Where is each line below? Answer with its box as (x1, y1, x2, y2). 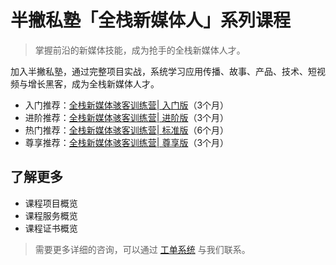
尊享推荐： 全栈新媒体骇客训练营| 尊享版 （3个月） (24, 136, 230, 148)
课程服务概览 (24, 209, 78, 221)
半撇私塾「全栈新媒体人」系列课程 (10, 9, 292, 32)
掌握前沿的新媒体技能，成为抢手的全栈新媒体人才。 (34, 44, 246, 56)
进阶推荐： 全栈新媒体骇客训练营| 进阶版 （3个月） (24, 111, 230, 123)
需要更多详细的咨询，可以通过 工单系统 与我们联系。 (34, 243, 251, 255)
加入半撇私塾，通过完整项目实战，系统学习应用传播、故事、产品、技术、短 (10, 65, 317, 77)
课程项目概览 (24, 197, 78, 209)
